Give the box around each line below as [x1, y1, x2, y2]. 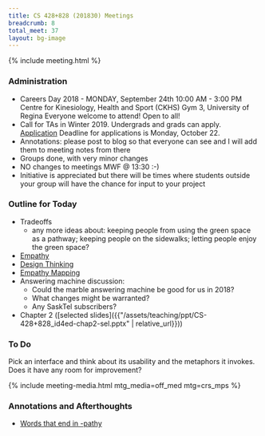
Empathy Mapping [19, 268, 81, 277]
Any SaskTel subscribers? [31, 301, 117, 311]
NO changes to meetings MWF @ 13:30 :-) [19, 161, 160, 172]
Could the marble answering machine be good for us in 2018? [31, 284, 235, 294]
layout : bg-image [8, 34, 66, 42]
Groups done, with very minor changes [19, 153, 148, 163]
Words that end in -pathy [19, 418, 102, 428]
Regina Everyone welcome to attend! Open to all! [19, 111, 181, 121]
